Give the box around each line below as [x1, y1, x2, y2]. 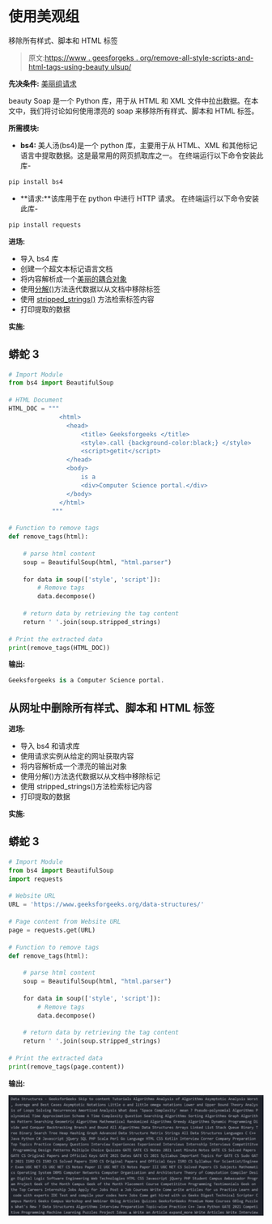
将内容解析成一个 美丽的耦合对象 [19, 274, 127, 283]
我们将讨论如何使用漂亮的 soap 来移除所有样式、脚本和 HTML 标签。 [29, 106, 259, 116]
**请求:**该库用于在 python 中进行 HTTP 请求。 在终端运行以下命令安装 [19, 193, 259, 203]
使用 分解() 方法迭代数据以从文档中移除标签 [19, 284, 161, 294]
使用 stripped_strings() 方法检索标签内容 [19, 294, 155, 304]
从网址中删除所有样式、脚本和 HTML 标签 [8, 701, 215, 715]
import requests [8, 875, 63, 883]
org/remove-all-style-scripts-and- [139, 53, 254, 62]
